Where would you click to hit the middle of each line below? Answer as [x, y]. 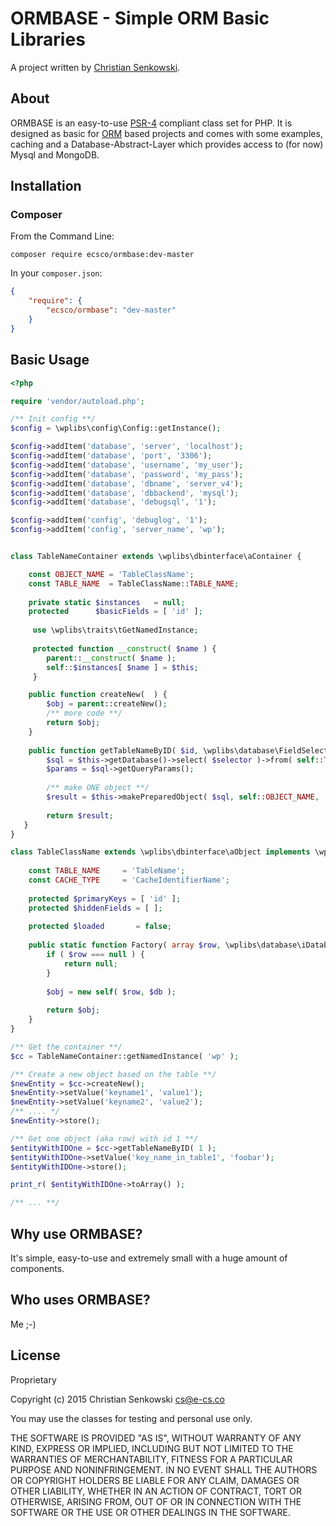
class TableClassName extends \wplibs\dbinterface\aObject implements [160, 852]
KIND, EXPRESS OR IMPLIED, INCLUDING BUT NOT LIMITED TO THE [152, 1448]
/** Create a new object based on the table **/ [113, 1074]
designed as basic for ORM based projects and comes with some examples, [166, 133]
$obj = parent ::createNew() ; [107, 704]
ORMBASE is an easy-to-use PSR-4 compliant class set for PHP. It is [151, 123]
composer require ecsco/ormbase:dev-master [102, 255]
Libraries [48, 39]
